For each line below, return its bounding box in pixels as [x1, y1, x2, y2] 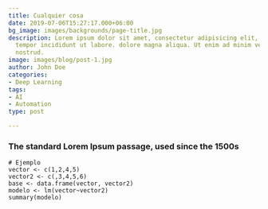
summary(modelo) [8, 194, 62, 202]
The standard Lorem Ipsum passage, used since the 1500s [8, 141, 239, 152]
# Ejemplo [8, 159, 41, 167]
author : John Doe [8, 64, 66, 72]
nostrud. [15, 48, 45, 56]
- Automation [8, 100, 52, 108]
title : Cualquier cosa [8, 11, 84, 20]
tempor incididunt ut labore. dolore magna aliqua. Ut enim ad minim [15, 41, 251, 49]
